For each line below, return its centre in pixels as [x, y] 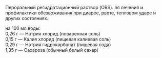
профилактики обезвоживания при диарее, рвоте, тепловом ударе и [81, 13]
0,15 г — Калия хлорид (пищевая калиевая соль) [58, 39]
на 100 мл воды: [23, 28]
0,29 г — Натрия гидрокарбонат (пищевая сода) [58, 45]
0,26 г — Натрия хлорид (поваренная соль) [53, 34]
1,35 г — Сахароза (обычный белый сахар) [52, 50]
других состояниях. [27, 18]
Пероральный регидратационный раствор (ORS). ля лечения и [74, 7]
